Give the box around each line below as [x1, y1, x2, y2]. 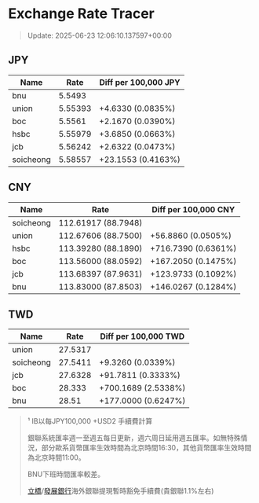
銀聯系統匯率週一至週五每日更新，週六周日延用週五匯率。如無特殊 [27, 433, 241, 442]
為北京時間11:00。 [27, 453, 86, 462]
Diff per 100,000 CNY [151, 204, 235, 215]
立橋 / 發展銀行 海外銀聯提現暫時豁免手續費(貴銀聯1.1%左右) [27, 486, 214, 496]
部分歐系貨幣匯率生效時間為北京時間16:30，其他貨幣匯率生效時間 [41, 443, 252, 453]
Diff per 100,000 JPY [99, 76, 181, 87]
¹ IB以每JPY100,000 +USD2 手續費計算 [27, 417, 153, 426]
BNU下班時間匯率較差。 [27, 469, 104, 479]
